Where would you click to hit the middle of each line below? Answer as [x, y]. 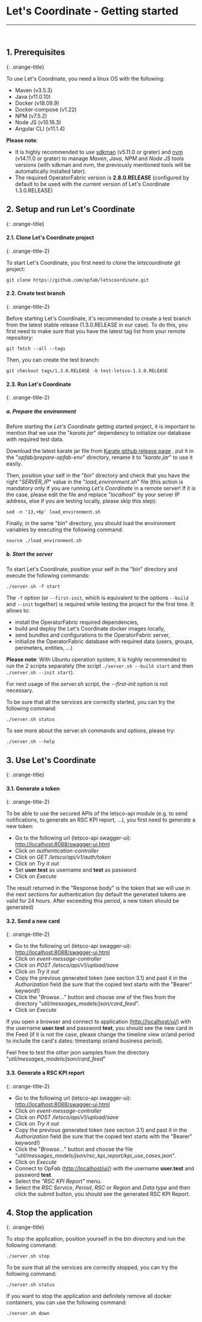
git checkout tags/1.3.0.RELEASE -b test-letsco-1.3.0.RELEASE [87, 371]
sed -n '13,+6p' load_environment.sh [54, 512]
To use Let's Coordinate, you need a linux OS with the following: [86, 78]
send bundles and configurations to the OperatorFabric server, [92, 635]
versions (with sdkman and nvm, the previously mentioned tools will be [103, 164]
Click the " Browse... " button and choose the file [74, 1149]
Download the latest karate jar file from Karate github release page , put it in [100, 451]
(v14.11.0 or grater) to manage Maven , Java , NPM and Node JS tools [99, 158]
